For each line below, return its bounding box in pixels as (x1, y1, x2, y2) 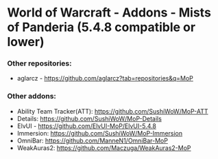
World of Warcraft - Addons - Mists (7, 5, 211, 21)
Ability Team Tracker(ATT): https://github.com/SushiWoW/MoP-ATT (16, 107, 208, 115)
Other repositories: (7, 59, 72, 68)
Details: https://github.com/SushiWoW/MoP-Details (16, 114, 162, 123)
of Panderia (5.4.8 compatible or (7, 19, 196, 35)
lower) (7, 34, 45, 50)
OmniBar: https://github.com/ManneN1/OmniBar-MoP (16, 136, 168, 145)
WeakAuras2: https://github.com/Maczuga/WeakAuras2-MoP (16, 143, 191, 152)
